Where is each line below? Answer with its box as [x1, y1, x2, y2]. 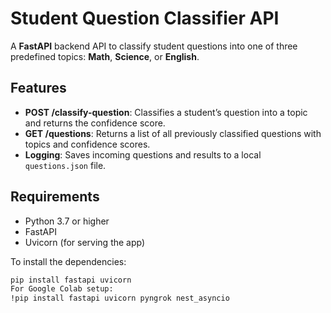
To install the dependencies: [10, 255, 127, 267]
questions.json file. [24, 159, 107, 171]
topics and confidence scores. [24, 138, 151, 150]
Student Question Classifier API [10, 7, 280, 30]
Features [10, 80, 67, 97]
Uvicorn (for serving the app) [24, 236, 146, 248]
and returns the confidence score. [24, 117, 166, 129]
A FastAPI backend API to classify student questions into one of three [10, 40, 298, 52]
